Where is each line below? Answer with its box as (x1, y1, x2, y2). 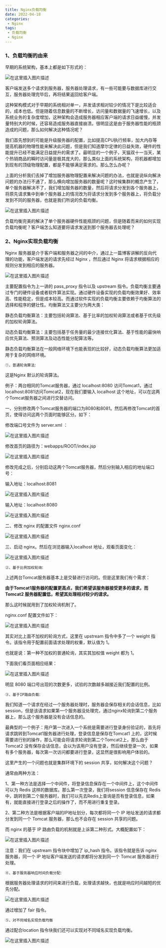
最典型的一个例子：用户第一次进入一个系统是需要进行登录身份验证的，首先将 (5, 724, 161, 730)
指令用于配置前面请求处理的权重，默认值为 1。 (18, 639, 112, 645)
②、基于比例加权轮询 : (5, 564, 43, 570)
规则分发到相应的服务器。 (5, 263, 57, 269)
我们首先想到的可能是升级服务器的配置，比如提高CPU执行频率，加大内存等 (5, 137, 157, 143)
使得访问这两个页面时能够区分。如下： (13, 411, 92, 418)
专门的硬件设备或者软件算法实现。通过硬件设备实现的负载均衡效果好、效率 (9, 290, 161, 296)
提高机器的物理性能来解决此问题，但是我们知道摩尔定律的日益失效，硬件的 (5, 143, 157, 149)
